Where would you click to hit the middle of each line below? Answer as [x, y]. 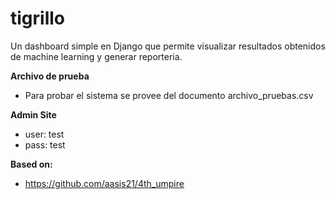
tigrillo [37, 18]
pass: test [45, 144]
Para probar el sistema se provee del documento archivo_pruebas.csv [169, 95]
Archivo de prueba [50, 76]
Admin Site [33, 114]
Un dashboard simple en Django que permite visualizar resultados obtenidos [168, 46]
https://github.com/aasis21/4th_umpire [104, 183]
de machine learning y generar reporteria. [96, 56]
